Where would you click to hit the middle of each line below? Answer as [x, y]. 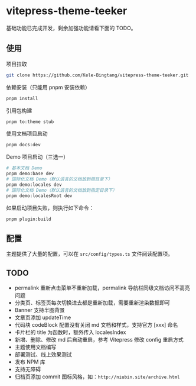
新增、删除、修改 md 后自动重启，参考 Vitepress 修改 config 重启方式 [99, 340]
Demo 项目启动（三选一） [37, 157]
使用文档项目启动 [27, 134]
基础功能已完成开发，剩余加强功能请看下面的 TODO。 [71, 28]
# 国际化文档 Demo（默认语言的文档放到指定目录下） [61, 190]
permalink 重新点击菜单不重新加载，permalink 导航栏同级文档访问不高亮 [102, 288]
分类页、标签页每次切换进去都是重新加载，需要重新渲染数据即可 [92, 303]
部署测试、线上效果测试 [43, 355]
